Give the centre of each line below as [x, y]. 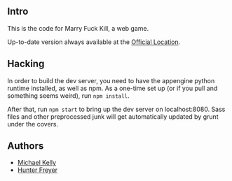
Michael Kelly [37, 163]
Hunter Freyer [37, 170]
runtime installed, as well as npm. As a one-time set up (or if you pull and [112, 88]
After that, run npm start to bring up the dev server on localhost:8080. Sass [116, 109]
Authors [26, 146]
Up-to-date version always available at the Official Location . [94, 42]
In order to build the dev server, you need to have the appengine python [111, 80]
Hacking [26, 64]
